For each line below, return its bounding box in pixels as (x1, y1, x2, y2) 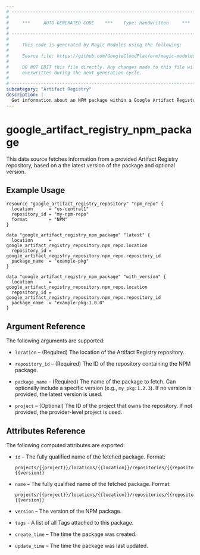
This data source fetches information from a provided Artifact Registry (6, 155, 179, 163)
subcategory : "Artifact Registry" (6, 86, 92, 92)
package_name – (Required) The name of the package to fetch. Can (14, 378, 176, 385)
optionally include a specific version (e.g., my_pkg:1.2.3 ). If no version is (14, 385, 192, 392)
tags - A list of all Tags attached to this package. (14, 519, 134, 526)
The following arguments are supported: (6, 337, 105, 344)
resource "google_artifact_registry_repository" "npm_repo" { (6, 201, 164, 207)
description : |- (6, 92, 46, 98)
